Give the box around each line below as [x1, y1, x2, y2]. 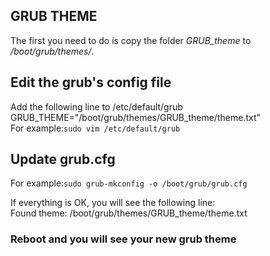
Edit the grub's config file [10, 74, 172, 91]
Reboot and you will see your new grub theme [10, 232, 237, 246]
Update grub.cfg [10, 151, 116, 168]
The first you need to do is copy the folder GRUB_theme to [10, 34, 252, 46]
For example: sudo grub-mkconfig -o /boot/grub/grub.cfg [10, 177, 248, 189]
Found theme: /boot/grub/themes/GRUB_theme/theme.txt [10, 207, 248, 219]
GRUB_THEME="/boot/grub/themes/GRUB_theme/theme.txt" [10, 111, 261, 123]
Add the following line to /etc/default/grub [10, 100, 183, 113]
